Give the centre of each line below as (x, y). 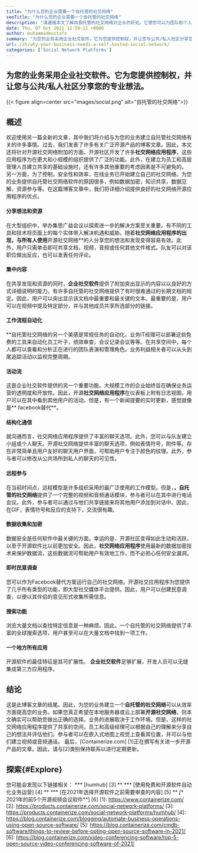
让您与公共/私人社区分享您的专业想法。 (77, 86)
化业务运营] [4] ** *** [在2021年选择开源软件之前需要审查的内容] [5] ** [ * (95, 792)
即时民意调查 (22, 567)
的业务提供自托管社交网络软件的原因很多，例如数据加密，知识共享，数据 (94, 182)
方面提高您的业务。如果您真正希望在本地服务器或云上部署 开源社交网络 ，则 (96, 712)
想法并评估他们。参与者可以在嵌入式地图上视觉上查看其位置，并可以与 (101, 734)
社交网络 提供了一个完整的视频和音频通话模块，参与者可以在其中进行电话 (104, 495)
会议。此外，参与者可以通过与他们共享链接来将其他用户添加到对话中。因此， (99, 502)
